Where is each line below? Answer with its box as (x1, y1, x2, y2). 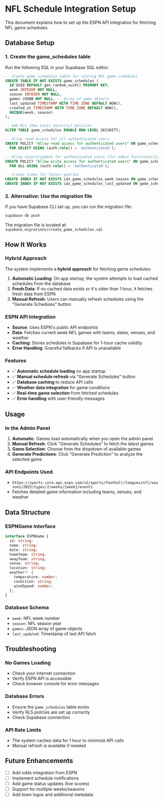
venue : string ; (9, 561, 40, 566)
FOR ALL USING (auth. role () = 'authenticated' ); (9, 163, 110, 168)
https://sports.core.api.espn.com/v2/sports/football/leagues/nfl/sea (12, 481, 158, 485)
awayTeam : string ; (9, 556, 47, 561)
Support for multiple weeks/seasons (12, 786, 85, 792)
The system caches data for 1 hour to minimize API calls (12, 737, 124, 743)
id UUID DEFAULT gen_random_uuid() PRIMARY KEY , (9, 83, 110, 88)
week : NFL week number (12, 615, 61, 621)
